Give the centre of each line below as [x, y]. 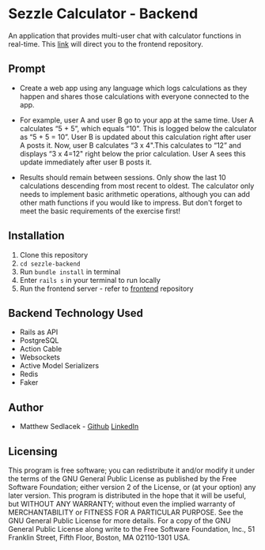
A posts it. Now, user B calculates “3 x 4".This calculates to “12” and [130, 145]
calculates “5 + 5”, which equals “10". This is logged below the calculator [138, 128]
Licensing [33, 451]
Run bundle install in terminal [70, 271]
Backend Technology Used [76, 313]
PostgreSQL [39, 341]
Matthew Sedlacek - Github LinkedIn [79, 427]
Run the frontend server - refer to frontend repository [106, 288]
